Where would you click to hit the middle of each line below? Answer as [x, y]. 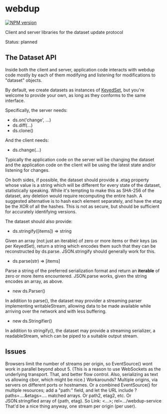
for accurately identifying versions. [41, 211]
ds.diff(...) [22, 125]
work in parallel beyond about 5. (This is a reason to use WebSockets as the [83, 369]
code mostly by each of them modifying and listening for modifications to [81, 75]
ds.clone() [23, 130]
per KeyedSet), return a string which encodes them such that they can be [81, 246]
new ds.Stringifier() [32, 321]
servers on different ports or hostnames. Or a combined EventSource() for [81, 385]
